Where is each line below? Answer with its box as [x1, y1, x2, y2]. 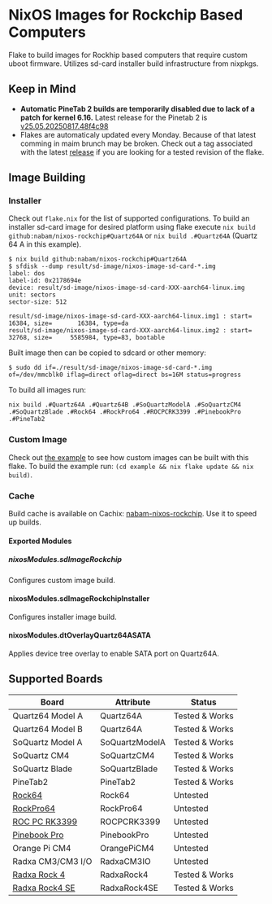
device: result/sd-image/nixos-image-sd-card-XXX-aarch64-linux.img [8, 283, 245, 292]
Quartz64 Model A [12, 710, 84, 722]
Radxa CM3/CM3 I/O [12, 855, 93, 867]
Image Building [8, 171, 86, 185]
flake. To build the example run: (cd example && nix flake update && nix [8, 461, 254, 471]
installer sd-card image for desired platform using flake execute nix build [8, 222, 256, 232]
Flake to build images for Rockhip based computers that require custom [8, 50, 248, 59]
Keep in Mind [8, 82, 76, 96]
